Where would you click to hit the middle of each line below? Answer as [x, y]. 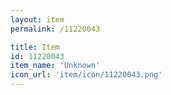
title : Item [35, 47]
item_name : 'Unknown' [55, 66]
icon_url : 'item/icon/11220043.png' [86, 75]
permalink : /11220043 [55, 29]
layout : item [37, 19]
